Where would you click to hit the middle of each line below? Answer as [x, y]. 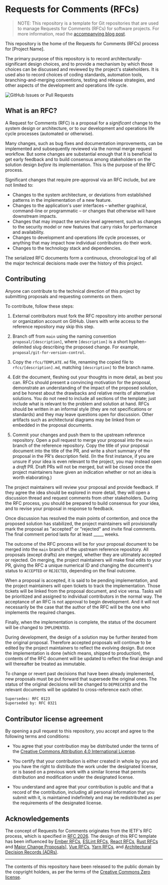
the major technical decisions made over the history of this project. [74, 263]
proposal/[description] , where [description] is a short [70, 341]
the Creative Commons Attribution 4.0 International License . [74, 751]
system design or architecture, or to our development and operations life [80, 128]
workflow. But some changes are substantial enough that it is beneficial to [81, 154]
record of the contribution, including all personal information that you [83, 792]
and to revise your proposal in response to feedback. [59, 509]
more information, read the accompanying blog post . [72, 34]
